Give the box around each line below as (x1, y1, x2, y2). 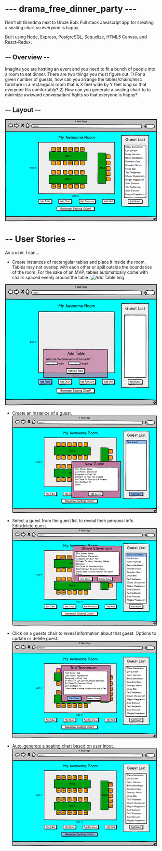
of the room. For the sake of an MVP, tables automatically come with (12, 269, 148, 275)
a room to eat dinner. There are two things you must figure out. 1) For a (5, 71, 146, 77)
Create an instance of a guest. (12, 410, 72, 416)
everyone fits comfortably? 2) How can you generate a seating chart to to (5, 86, 151, 93)
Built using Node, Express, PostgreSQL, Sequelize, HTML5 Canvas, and (5, 34, 147, 40)
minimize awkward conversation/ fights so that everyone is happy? (5, 92, 138, 97)
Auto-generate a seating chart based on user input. (12, 743, 114, 749)
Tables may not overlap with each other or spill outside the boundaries (12, 264, 152, 270)
